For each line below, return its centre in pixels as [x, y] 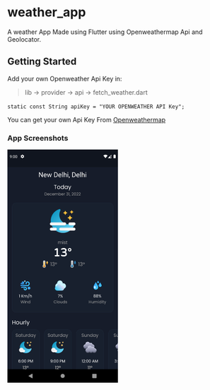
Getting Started [42, 62]
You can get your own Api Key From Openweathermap [87, 119]
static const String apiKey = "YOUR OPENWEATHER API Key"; [96, 107]
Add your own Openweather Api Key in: [65, 78]
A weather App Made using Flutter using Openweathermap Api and [105, 32]
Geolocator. [24, 39]
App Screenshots [38, 138]
